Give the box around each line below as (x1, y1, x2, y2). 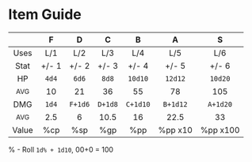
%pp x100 (200, 124, 240, 135)
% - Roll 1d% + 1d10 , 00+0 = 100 (8, 145, 113, 154)
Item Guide (8, 6, 82, 24)
